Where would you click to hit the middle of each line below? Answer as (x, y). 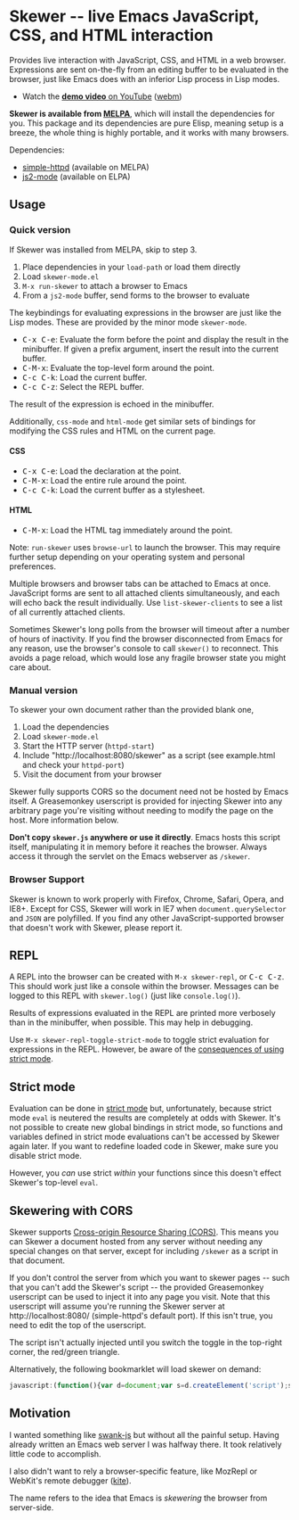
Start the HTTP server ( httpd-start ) (88, 746)
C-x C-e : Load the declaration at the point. (101, 471)
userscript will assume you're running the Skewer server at (117, 1306)
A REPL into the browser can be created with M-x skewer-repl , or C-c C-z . (147, 977)
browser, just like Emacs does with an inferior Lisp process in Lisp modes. (145, 78)
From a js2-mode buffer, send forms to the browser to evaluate (136, 295)
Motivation (40, 1413)
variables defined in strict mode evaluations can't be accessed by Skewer (145, 1137)
